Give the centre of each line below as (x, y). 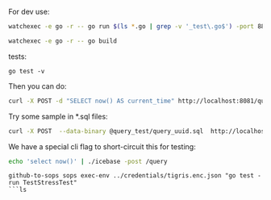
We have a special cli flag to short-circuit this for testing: (102, 146)
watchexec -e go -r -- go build (63, 41)
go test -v (27, 71)
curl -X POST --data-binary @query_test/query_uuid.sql (106, 131)
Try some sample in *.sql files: (58, 116)
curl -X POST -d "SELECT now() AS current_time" (92, 101)
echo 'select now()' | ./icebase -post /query (88, 161)
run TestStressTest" (43, 183)
